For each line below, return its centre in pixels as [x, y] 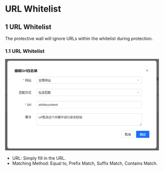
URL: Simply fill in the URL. [39, 158]
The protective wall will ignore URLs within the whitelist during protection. [79, 38]
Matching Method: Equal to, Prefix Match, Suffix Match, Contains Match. [85, 163]
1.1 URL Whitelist [25, 51]
